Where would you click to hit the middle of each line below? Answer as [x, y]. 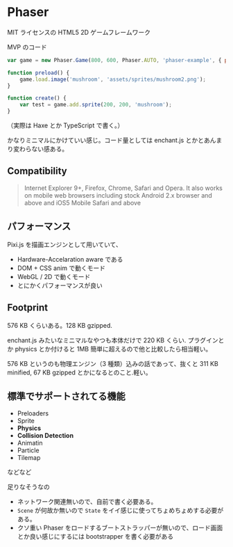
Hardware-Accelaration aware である [70, 259]
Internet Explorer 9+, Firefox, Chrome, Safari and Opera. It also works [123, 188]
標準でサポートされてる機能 [67, 396]
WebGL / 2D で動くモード [54, 276]
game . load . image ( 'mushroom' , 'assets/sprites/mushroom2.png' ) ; [113, 79]
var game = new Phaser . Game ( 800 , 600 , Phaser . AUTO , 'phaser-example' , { [114, 60]
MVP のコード [27, 47]
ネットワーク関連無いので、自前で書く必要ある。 [87, 502]
